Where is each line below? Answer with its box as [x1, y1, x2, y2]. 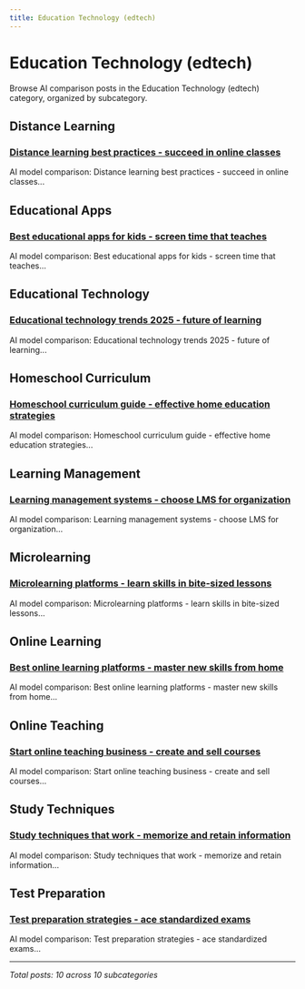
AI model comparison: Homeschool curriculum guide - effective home [9, 429, 271, 441]
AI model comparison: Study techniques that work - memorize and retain [9, 850, 282, 861]
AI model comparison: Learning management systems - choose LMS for [9, 514, 280, 524]
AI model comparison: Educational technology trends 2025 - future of [9, 334, 271, 346]
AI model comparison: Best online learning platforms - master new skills [9, 681, 279, 692]
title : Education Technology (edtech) [9, 13, 156, 23]
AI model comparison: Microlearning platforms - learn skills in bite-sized [9, 598, 280, 609]
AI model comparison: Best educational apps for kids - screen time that [9, 250, 276, 261]
